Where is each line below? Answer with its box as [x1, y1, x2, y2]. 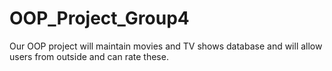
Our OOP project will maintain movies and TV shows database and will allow [9, 40, 323, 52]
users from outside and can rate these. [9, 50, 169, 62]
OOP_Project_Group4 [9, 7, 190, 30]
